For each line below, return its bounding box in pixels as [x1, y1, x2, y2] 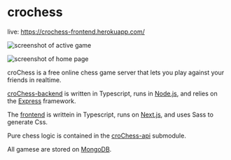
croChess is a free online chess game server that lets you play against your [7, 68, 225, 76]
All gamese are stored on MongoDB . [7, 145, 112, 153]
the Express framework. [7, 96, 76, 105]
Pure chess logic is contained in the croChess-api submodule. [7, 131, 187, 140]
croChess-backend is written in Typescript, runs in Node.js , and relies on [7, 89, 218, 98]
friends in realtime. [7, 75, 62, 84]
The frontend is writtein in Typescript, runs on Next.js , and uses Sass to [7, 110, 213, 119]
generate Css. [7, 117, 48, 126]
